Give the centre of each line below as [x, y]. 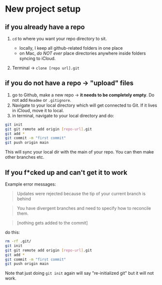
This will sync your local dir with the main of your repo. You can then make [80, 152]
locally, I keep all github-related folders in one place [71, 48]
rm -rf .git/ [18, 241]
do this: [13, 232]
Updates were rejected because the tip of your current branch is [81, 194]
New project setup [43, 9]
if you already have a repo [45, 27]
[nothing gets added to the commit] [52, 223]
